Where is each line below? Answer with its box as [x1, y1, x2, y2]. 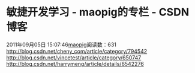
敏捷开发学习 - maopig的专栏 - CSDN [6, 5, 190, 19]
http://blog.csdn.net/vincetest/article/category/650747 [6, 54, 142, 61]
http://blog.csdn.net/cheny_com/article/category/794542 [6, 47, 148, 55]
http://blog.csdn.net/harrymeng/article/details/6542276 [6, 60, 144, 67]
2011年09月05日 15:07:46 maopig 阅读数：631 [6, 41, 117, 48]
